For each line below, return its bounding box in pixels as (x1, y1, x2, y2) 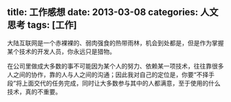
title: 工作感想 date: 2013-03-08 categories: (7, 6, 199, 18)
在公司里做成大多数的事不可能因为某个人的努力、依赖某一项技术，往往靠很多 (7, 62, 224, 70)
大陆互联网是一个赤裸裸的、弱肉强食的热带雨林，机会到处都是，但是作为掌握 (7, 38, 224, 47)
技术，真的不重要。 (7, 88, 62, 96)
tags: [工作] (27, 19, 77, 31)
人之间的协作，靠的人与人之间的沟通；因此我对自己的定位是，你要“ (7, 71, 197, 79)
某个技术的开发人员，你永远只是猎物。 (7, 47, 115, 55)
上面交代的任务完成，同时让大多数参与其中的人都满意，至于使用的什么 (21, 79, 221, 87)
